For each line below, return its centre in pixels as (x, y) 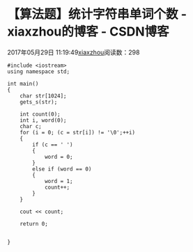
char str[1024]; (44, 96)
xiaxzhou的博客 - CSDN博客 (88, 32)
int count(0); (40, 114)
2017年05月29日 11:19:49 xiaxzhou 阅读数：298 (74, 52)
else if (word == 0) (62, 169)
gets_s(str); (39, 102)
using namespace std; (39, 71)
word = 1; (59, 181)
